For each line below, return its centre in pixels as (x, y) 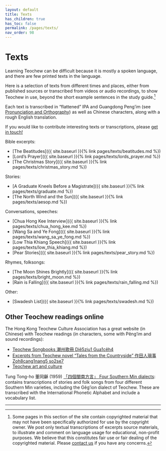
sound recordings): (24, 339)
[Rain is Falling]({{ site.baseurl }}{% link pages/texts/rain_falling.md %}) (85, 282)
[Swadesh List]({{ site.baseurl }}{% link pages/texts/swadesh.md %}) (83, 301)
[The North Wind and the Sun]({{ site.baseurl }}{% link (68, 196)
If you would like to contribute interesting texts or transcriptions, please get (82, 127)
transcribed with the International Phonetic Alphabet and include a (72, 393)
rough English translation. (31, 117)
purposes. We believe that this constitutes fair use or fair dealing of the (84, 438)
